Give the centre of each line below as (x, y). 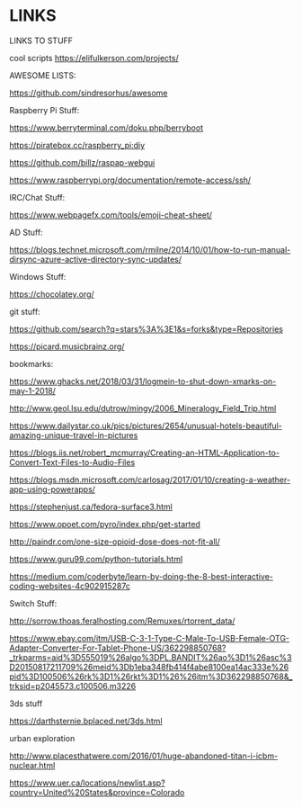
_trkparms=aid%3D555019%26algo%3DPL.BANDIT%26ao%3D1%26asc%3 (151, 657)
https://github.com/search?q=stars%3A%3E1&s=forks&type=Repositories (146, 328)
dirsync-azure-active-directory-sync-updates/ (96, 259)
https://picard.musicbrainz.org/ (67, 346)
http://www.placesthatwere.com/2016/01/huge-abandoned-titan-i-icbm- (144, 756)
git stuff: (25, 311)
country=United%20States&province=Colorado (97, 792)
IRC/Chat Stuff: (37, 197)
